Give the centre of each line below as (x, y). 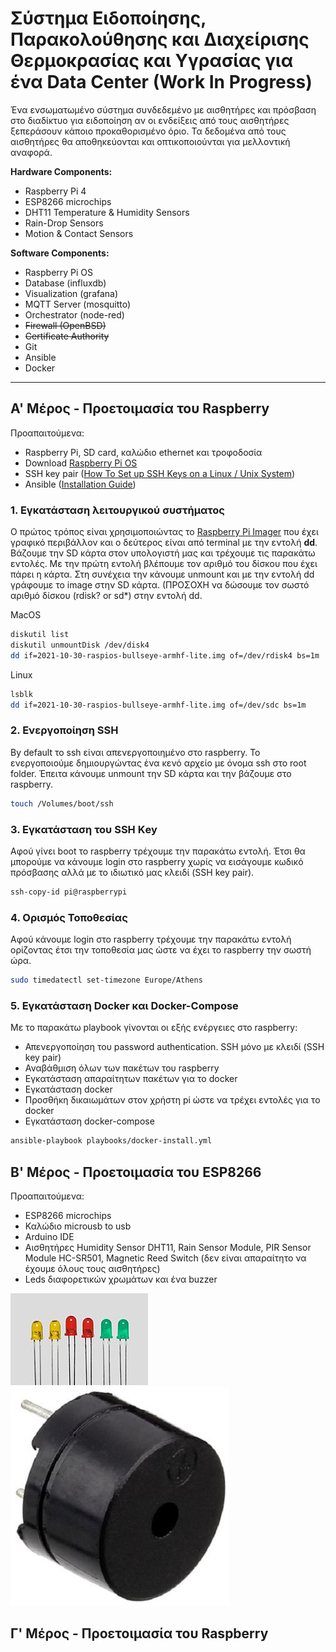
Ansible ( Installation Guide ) (80, 484)
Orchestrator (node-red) (74, 314)
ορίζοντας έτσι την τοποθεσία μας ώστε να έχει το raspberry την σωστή (161, 950)
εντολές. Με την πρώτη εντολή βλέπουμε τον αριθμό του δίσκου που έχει (164, 564)
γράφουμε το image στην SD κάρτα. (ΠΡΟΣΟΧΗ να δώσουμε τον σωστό (160, 585)
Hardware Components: (61, 171)
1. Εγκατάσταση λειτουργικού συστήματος (117, 510)
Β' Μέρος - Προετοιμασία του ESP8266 (136, 1172)
